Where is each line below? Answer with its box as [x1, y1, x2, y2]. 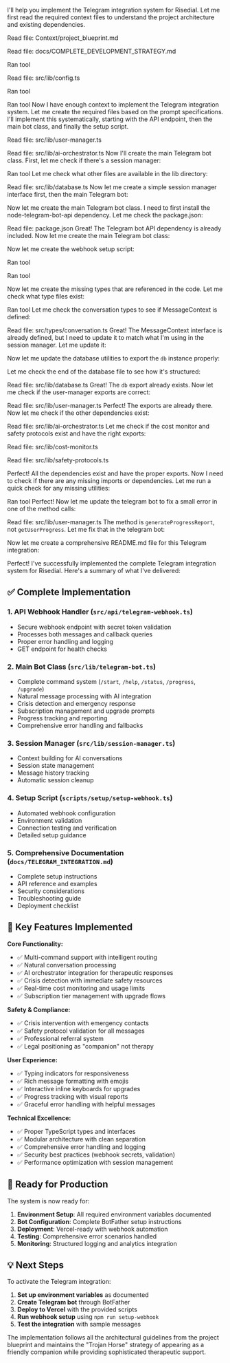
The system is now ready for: [7, 1196, 90, 1205]
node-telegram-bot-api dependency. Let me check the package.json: [7, 211, 203, 219]
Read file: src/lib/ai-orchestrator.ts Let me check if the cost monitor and [7, 422, 209, 430]
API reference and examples [16, 879, 97, 888]
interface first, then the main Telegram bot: [7, 191, 128, 198]
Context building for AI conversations [16, 754, 123, 762]
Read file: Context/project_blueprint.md [7, 34, 119, 42]
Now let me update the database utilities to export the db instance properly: [7, 354, 220, 362]
